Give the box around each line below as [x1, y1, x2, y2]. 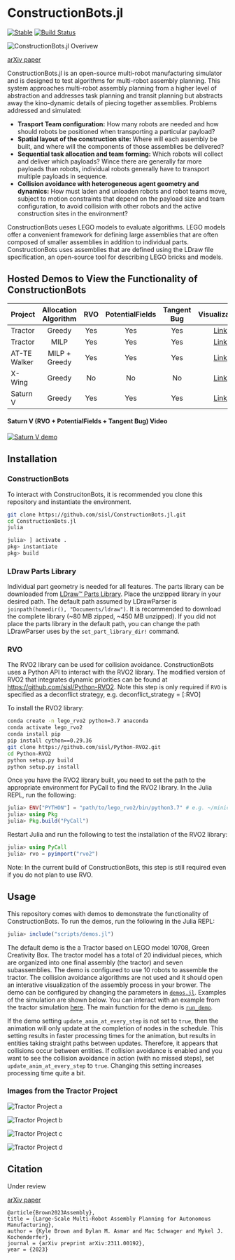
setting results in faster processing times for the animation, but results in [7, 1031, 216, 1040]
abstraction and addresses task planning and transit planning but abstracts [7, 91, 223, 100]
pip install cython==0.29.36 [7, 737, 92, 745]
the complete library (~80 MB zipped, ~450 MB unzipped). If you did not [7, 612, 217, 621]
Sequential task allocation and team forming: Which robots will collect [17, 150, 224, 158]
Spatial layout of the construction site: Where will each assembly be [17, 135, 218, 143]
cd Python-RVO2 [7, 750, 52, 757]
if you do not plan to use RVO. [7, 870, 93, 879]
